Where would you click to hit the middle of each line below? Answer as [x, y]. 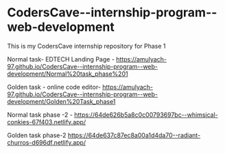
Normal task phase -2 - [40, 115]
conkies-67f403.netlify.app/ [47, 122]
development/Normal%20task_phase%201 [68, 74]
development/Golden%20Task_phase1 [61, 101]
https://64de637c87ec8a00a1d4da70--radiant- [134, 135]
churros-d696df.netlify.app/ [47, 142]
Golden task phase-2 [37, 135]
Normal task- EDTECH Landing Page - [61, 59]
